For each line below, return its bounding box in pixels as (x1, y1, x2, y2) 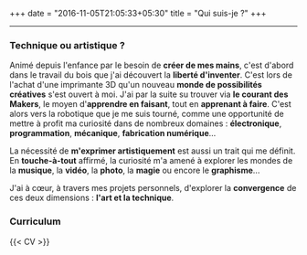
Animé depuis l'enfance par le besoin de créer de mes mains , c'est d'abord (9, 59, 294, 71)
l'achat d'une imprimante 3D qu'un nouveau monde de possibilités (9, 80, 262, 90)
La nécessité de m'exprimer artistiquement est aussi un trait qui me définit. (9, 145, 296, 156)
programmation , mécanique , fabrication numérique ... (9, 128, 217, 139)
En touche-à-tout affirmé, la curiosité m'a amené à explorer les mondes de (9, 155, 293, 166)
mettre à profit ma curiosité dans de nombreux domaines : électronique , (9, 118, 282, 129)
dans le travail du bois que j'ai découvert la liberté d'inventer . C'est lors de (9, 69, 292, 80)
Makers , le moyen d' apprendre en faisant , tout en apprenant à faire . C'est (9, 99, 292, 110)
